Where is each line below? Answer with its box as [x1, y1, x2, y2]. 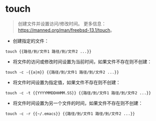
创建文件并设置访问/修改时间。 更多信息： [17, 20, 106, 27]
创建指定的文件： [12, 38, 49, 44]
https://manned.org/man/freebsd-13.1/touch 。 [17, 27, 115, 33]
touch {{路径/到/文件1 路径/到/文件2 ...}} [5, 49, 92, 54]
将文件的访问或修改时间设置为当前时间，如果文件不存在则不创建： [12, 58, 152, 64]
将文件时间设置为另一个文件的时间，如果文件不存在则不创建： [12, 100, 143, 106]
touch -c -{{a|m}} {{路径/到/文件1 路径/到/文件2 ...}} [5, 69, 119, 75]
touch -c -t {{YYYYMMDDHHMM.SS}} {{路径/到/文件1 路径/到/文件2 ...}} [5, 90, 151, 95]
